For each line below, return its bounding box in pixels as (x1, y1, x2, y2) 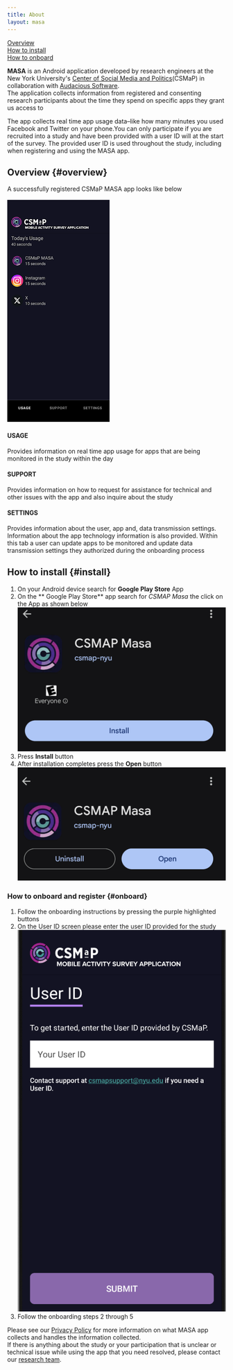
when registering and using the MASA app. (7, 146, 130, 155)
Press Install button (17, 753, 74, 761)
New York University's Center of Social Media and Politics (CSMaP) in (7, 74, 205, 83)
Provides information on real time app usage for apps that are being (7, 447, 200, 455)
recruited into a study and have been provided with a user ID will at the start (7, 132, 224, 140)
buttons (17, 914, 40, 923)
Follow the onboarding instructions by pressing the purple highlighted (17, 907, 216, 916)
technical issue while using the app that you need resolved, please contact (7, 1348, 221, 1356)
